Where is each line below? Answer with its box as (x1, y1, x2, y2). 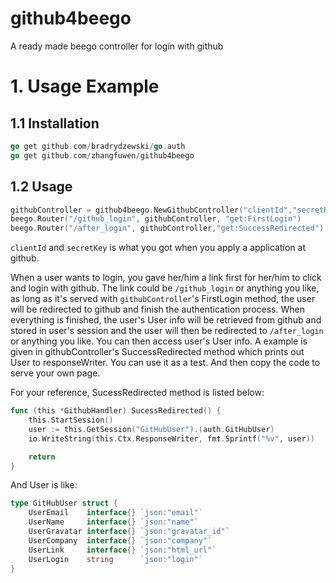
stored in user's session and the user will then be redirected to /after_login (10, 325, 324, 337)
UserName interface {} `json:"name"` (28, 517, 199, 527)
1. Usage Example (10, 75, 160, 98)
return (28, 452, 56, 462)
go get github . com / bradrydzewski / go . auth (10, 141, 186, 151)
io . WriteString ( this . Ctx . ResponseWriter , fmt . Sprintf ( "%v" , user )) (28, 433, 315, 444)
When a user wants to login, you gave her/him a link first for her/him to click (10, 272, 322, 284)
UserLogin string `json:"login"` (28, 554, 203, 564)
